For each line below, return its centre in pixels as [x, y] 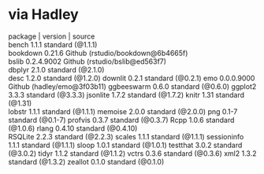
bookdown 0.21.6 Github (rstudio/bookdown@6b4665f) [98, 53]
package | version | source [52, 36]
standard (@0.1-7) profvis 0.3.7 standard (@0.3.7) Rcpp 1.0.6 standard [121, 120]
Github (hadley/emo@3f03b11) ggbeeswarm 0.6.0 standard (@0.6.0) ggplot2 [132, 86]
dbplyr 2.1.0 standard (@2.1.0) [56, 69]
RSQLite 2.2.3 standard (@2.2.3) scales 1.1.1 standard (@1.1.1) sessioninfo [126, 136]
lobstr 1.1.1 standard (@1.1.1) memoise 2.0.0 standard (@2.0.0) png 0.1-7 [123, 111]
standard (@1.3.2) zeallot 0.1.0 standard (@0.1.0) [86, 161]
